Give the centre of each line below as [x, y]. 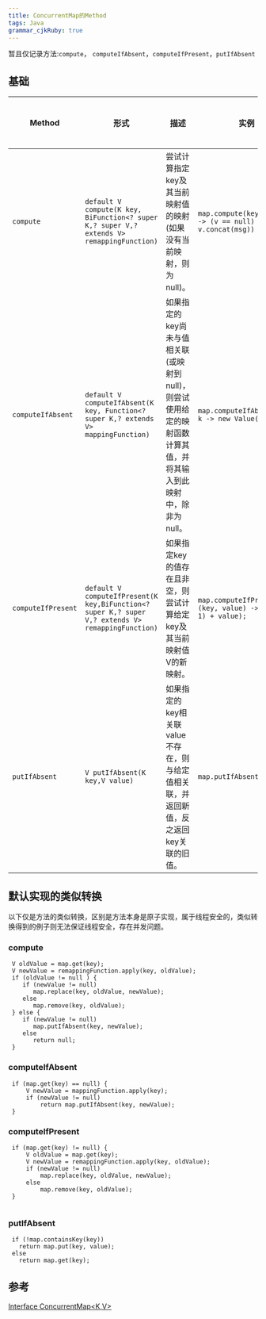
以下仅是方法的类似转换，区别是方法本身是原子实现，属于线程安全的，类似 [129, 916]
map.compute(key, [230, 214]
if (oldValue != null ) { [54, 978]
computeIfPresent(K [121, 596]
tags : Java [26, 23]
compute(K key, [113, 210]
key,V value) [109, 781]
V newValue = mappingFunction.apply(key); [97, 1091]
